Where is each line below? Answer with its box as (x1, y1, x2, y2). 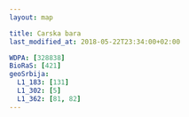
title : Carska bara (9, 28, 82, 38)
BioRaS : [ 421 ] (9, 61, 62, 71)
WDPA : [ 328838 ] (9, 53, 66, 62)
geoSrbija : (9, 70, 50, 79)
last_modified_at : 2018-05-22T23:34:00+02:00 (9, 37, 180, 46)
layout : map (9, 12, 53, 22)
